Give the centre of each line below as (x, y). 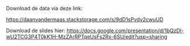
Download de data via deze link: (44, 8)
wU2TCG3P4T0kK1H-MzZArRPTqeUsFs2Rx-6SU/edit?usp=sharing (87, 37)
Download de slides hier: (36, 30)
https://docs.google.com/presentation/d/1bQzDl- (125, 30)
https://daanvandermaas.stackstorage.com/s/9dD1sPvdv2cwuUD (85, 19)
